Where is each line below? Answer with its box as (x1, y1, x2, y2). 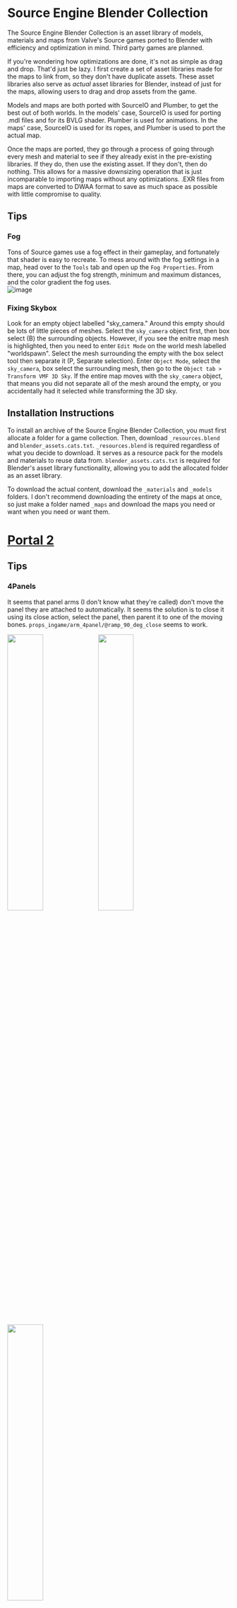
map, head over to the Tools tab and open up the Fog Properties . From (7, 263, 214, 271)
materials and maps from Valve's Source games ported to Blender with (7, 35, 213, 44)
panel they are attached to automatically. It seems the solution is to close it (7, 605, 224, 614)
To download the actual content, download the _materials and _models (7, 485, 212, 493)
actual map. (7, 131, 42, 139)
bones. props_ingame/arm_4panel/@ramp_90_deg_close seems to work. (7, 620, 208, 628)
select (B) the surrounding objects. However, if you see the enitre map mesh (7, 334, 229, 343)
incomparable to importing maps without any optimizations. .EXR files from (7, 175, 224, 183)
